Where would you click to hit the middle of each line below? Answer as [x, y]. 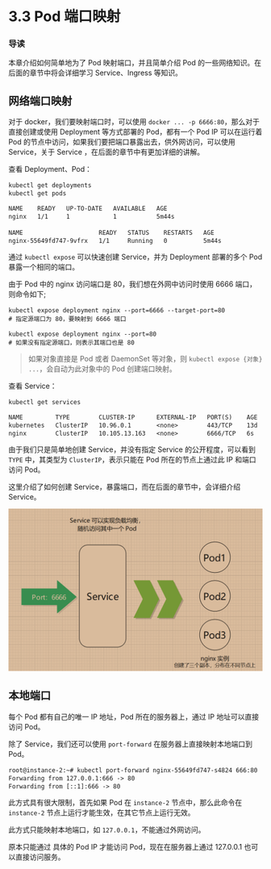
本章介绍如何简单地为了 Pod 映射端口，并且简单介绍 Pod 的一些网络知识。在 [135, 63]
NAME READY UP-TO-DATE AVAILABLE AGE [88, 209]
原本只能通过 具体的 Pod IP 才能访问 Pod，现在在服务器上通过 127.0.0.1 [125, 846]
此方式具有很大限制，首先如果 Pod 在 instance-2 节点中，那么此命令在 [125, 802]
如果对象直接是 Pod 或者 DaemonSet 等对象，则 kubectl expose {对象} [145, 359]
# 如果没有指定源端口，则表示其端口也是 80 [71, 343]
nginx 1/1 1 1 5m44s [92, 217]
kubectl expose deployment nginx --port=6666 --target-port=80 [117, 311]
